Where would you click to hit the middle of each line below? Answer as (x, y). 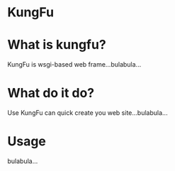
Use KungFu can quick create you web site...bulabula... (87, 113)
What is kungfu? (57, 45)
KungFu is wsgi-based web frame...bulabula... (74, 65)
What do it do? (51, 93)
